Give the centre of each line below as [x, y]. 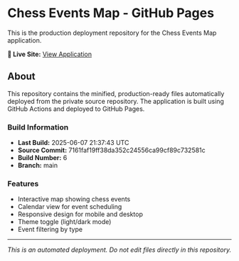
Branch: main [38, 166]
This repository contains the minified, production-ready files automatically [116, 93]
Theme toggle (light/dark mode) [64, 222]
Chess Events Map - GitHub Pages [111, 13]
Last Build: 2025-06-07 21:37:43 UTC [73, 143]
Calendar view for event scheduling [70, 207]
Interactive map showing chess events [74, 199]
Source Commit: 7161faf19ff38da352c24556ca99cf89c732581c [112, 150]
